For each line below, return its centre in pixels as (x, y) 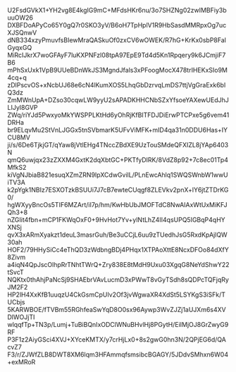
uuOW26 (20, 18)
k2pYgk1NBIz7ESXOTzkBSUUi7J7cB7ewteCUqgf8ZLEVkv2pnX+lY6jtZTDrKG (118, 190)
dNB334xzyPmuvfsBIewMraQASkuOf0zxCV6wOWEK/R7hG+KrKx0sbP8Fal (117, 40)
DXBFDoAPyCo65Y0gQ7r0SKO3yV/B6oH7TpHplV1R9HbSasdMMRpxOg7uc (117, 25)
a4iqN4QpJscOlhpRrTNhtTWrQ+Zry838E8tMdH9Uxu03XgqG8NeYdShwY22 (118, 265)
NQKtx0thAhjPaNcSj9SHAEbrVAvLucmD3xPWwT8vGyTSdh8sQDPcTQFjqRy (118, 280)
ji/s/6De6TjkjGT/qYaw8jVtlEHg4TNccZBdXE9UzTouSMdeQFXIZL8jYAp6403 (118, 145)
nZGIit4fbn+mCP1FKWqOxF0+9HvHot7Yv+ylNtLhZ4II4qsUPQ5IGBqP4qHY (116, 220)
